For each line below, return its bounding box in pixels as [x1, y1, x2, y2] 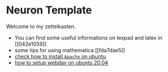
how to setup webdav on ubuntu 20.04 [14, 59, 108, 66]
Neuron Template [6, 4, 92, 17]
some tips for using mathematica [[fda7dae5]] [14, 46, 125, 53]
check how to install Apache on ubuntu [14, 53, 107, 60]
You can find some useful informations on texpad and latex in [14, 34, 163, 41]
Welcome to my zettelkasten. [6, 23, 76, 30]
